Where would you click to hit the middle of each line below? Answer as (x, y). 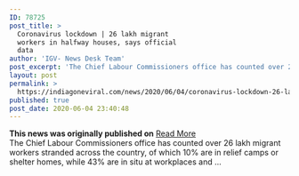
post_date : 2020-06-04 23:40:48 (69, 108)
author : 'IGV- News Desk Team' (67, 59)
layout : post (33, 76)
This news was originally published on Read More (103, 133)
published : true (39, 100)
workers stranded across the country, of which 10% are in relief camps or (144, 153)
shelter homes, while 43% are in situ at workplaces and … (116, 162)
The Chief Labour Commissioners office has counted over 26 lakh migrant (145, 143)
